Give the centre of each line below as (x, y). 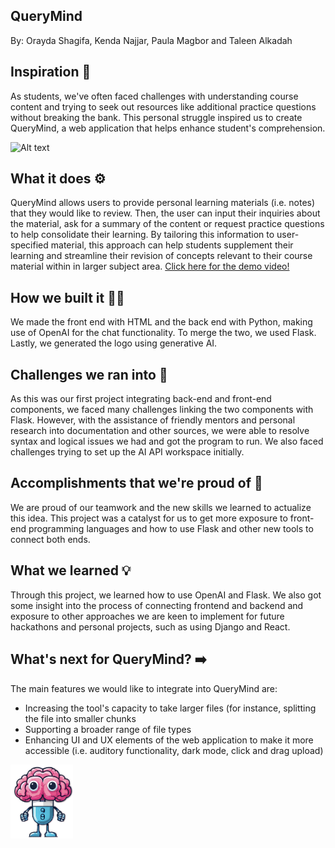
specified (29, 245)
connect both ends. (50, 539)
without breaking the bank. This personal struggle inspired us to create (156, 117)
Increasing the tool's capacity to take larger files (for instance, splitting (170, 708)
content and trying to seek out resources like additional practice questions (163, 106)
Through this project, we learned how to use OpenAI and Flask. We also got (166, 595)
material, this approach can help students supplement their (172, 245)
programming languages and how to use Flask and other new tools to (171, 528)
